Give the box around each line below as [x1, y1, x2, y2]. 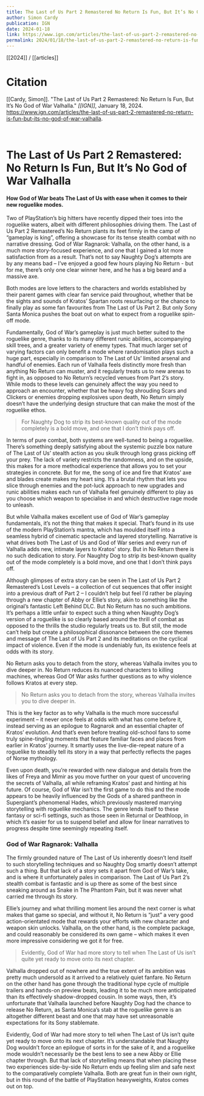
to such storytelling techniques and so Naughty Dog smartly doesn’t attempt [6, 860, 197, 867]
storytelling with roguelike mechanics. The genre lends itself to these [6, 805, 179, 813]
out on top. [6, 1083, 34, 1090]
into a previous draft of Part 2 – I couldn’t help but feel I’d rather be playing [6, 589, 192, 597]
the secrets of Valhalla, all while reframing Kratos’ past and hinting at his [6, 780, 187, 787]
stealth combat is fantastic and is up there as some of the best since [6, 880, 177, 887]
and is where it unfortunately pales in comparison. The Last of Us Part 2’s [6, 873, 190, 881]
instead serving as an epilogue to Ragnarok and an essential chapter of [6, 722, 185, 730]
